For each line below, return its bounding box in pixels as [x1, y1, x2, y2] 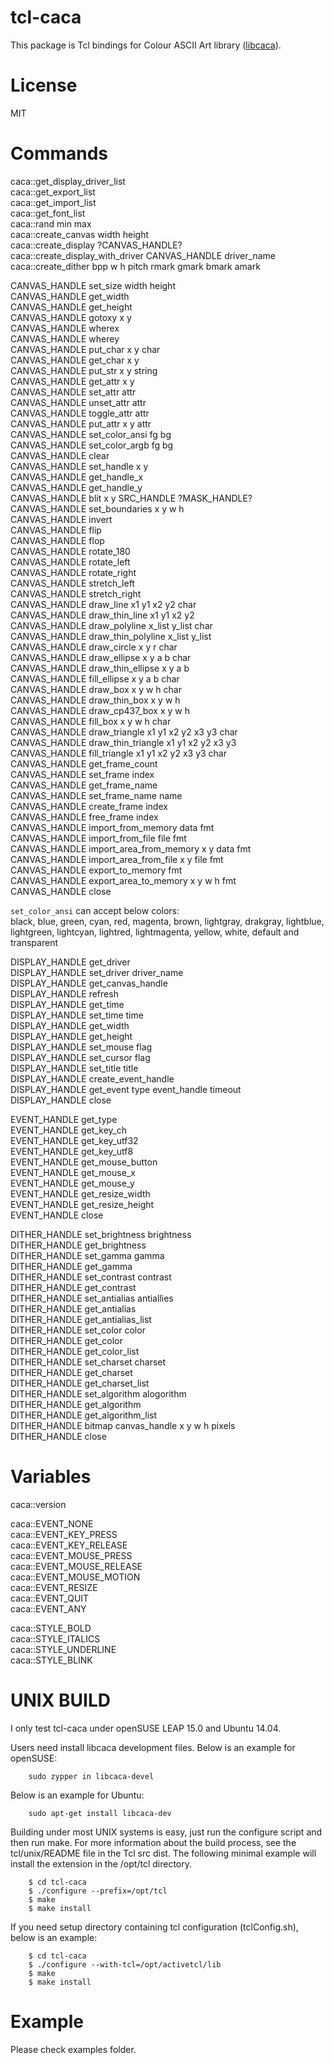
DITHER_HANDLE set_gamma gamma [10, 1249, 165, 1261]
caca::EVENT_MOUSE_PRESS [10, 1549, 133, 1561]
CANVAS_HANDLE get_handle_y [10, 481, 143, 493]
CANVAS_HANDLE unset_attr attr [10, 396, 147, 408]
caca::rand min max [10, 217, 92, 230]
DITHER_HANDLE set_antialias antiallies [10, 1292, 174, 1304]
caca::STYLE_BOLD [10, 1622, 92, 1634]
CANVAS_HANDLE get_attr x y [10, 375, 135, 387]
